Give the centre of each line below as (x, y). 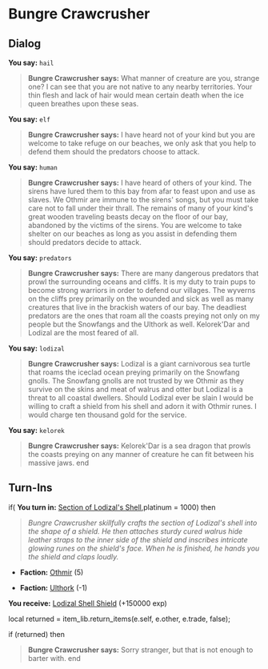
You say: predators (40, 258)
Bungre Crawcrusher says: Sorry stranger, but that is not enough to (140, 650)
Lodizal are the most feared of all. (83, 332)
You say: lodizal (37, 348)
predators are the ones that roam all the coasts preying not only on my (144, 316)
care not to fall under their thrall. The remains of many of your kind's (140, 208)
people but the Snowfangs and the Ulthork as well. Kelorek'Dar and (139, 324)
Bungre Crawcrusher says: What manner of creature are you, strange (144, 78)
